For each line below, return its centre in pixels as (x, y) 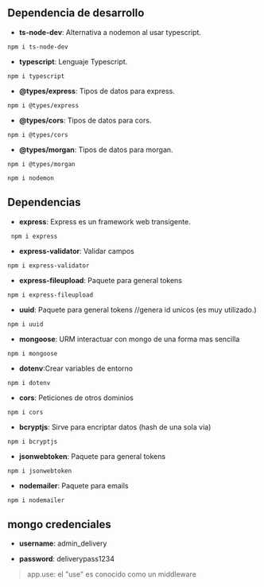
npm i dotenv (29, 383)
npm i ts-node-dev (38, 47)
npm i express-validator (49, 266)
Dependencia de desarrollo (76, 13)
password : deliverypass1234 (66, 559)
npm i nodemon (31, 178)
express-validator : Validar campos (76, 251)
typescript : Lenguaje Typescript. (73, 61)
